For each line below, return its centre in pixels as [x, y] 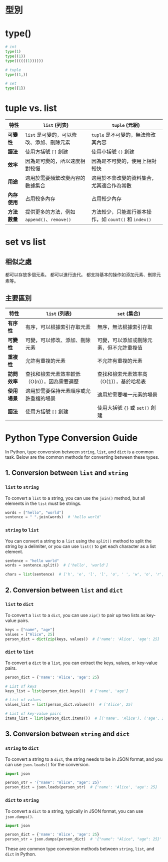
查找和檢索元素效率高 [122, 374]
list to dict [19, 604]
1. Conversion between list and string [67, 473]
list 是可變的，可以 [48, 135]
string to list [22, 530]
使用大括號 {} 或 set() [123, 408]
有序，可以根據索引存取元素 [58, 327]
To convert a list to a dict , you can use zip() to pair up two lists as [75, 615]
